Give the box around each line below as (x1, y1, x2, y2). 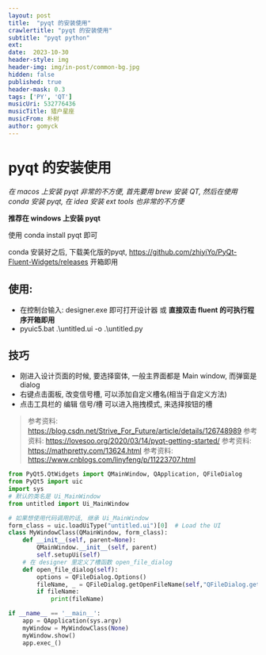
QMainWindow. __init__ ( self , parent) (36, 544, 158, 552)
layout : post (8, 11, 51, 20)
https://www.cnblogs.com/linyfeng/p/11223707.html (27, 455, 196, 465)
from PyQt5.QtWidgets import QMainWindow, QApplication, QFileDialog (8, 470, 243, 478)
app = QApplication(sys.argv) (22, 617, 123, 625)
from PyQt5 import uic (8, 477, 83, 486)
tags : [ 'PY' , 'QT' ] (8, 93, 73, 101)
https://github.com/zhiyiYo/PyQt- (129, 247, 237, 256)
